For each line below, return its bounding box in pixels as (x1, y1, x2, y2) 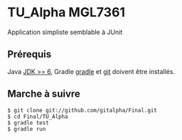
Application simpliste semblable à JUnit (7, 28, 123, 36)
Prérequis (7, 48, 52, 60)
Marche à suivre (7, 88, 80, 100)
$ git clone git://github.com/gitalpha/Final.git (7, 107, 158, 114)
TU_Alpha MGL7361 (7, 4, 126, 21)
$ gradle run (7, 125, 46, 132)
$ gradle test (7, 119, 50, 126)
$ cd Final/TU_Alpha (7, 113, 69, 120)
